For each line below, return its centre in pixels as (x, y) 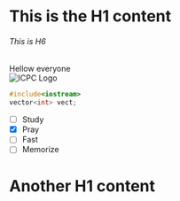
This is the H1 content (90, 16)
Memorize (40, 150)
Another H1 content (82, 186)
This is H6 (27, 41)
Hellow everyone (40, 69)
